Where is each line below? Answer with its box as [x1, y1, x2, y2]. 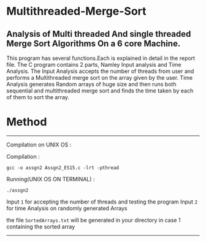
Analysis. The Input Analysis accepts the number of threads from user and [6, 67, 194, 75]
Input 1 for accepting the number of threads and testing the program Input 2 [6, 198, 198, 205]
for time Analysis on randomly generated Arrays [6, 204, 128, 212]
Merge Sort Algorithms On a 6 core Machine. [6, 38, 181, 48]
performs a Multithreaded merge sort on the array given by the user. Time [6, 74, 193, 81]
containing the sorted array [6, 222, 75, 230]
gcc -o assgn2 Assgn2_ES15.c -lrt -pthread [6, 164, 120, 171]
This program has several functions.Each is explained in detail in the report [6, 55, 195, 62]
